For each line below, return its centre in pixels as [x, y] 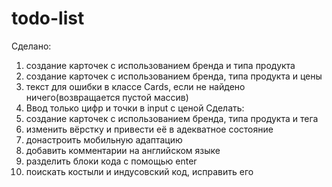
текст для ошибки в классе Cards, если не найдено [135, 86]
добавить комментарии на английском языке [123, 150]
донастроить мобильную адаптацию [104, 139]
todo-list [48, 18]
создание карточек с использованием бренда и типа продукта [160, 65]
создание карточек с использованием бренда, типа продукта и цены [174, 76]
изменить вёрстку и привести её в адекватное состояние [149, 129]
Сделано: [31, 46]
